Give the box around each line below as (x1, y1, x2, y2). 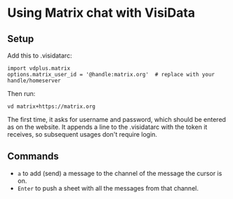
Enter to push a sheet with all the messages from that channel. (17, 184, 199, 192)
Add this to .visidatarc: (7, 51, 72, 60)
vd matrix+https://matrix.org (7, 103, 96, 110)
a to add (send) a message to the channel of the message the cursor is (17, 169, 222, 177)
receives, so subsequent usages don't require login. (7, 130, 158, 138)
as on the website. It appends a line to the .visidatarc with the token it (7, 123, 208, 131)
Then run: (7, 90, 36, 97)
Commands (7, 151, 60, 163)
